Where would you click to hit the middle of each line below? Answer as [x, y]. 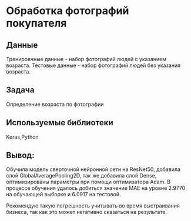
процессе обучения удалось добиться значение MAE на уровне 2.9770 [96, 188]
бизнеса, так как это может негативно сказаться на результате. [87, 212]
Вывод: [20, 155]
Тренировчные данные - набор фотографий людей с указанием [86, 59]
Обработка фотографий [68, 11]
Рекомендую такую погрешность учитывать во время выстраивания [93, 206]
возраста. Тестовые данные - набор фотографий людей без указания [93, 65]
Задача [20, 90]
